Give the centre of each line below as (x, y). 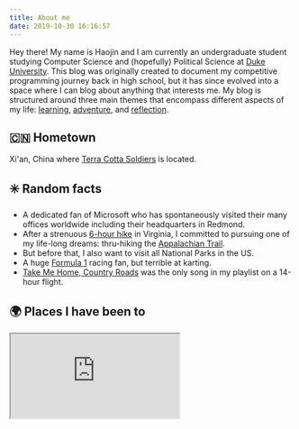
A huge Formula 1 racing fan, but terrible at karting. (117, 263)
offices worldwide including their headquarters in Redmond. (134, 224)
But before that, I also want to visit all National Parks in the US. (138, 253)
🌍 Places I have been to (77, 311)
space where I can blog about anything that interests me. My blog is (135, 90)
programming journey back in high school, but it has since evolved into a (144, 80)
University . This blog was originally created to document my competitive (143, 71)
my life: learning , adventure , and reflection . (89, 109)
